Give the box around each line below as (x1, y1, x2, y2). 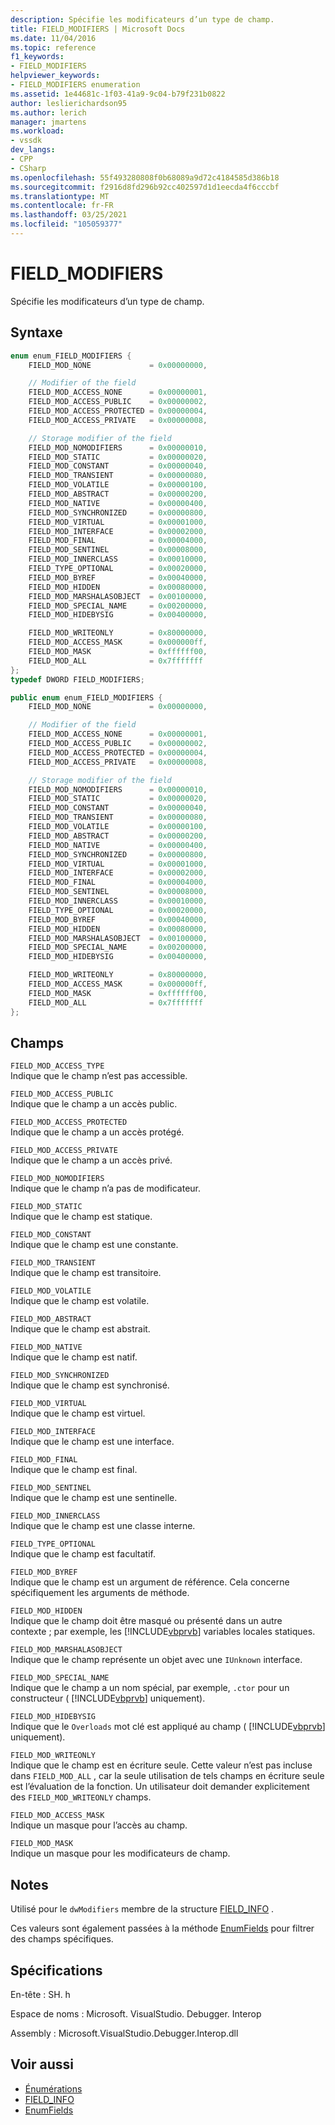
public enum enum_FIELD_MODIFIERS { (10, 692, 163, 703)
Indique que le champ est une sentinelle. (10, 1492, 178, 1504)
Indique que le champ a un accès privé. (10, 1154, 173, 1166)
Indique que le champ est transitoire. (10, 1267, 162, 1279)
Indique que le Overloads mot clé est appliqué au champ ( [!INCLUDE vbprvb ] (10, 1721, 326, 1733)
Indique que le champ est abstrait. (10, 1323, 151, 1335)
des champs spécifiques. (10, 1933, 114, 1945)
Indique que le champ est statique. (10, 1211, 153, 1223)
